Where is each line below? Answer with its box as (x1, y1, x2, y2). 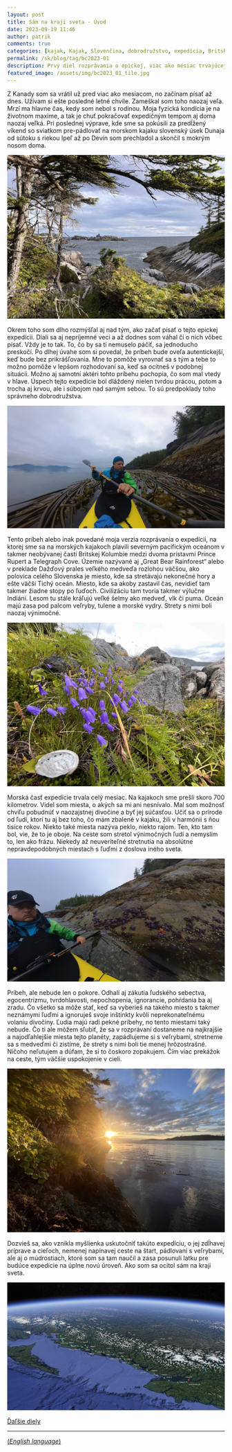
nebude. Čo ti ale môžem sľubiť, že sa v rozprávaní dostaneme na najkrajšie (7, 1025, 223, 1034)
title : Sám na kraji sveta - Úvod (7, 18, 107, 26)
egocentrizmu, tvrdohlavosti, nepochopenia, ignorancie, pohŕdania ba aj (7, 995, 213, 1004)
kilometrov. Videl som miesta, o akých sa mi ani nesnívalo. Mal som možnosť (7, 801, 225, 809)
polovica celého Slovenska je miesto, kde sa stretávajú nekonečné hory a (7, 572, 215, 581)
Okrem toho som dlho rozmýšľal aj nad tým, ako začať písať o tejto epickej (7, 326, 218, 334)
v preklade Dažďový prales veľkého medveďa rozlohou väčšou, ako (7, 565, 200, 573)
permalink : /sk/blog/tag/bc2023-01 (7, 55, 110, 62)
